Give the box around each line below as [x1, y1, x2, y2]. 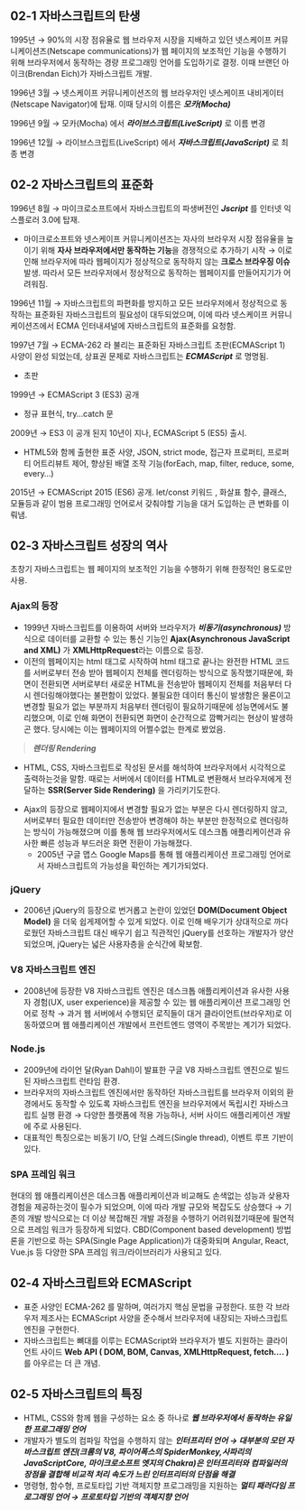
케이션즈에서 [10, 320, 55, 331]
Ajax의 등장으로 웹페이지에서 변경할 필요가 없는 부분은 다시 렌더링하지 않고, [23, 803, 288, 814]
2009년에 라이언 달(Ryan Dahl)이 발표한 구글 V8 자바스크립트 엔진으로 [23, 1064, 273, 1075]
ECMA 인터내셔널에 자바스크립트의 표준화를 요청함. [56, 320, 236, 331]
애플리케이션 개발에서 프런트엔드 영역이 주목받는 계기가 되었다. [71, 1019, 291, 1031]
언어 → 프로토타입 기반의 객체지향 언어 [54, 1491, 189, 1502]
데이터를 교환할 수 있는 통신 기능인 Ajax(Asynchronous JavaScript [47, 633, 291, 644]
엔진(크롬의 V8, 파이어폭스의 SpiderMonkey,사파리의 [61, 1446, 252, 1457]
